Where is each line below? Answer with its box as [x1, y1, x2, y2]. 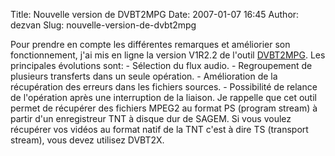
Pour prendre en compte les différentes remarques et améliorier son [10, 39, 291, 50]
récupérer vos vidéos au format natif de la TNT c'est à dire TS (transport [10, 124, 309, 135]
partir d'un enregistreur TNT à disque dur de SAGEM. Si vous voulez [10, 113, 292, 124]
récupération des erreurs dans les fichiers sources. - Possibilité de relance [10, 81, 318, 93]
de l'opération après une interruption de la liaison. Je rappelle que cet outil [10, 92, 317, 103]
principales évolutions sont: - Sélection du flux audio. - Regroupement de [10, 60, 313, 71]
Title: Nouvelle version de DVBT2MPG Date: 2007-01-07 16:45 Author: [10, 9, 300, 20]
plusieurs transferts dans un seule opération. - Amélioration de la [10, 70, 278, 82]
